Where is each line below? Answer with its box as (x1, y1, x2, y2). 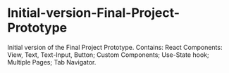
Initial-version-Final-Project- (7, 5, 180, 21)
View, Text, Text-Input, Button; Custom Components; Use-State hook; (7, 51, 209, 59)
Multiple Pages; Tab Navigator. (7, 58, 97, 66)
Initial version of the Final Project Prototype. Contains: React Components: (7, 43, 223, 51)
